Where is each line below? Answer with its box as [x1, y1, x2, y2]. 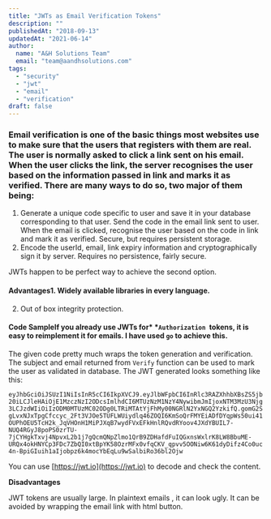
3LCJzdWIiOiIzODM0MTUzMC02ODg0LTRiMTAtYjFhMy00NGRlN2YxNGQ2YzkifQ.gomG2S [8, 405, 264, 413]
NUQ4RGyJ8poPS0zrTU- [8, 426, 79, 434]
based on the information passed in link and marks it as [8, 169, 231, 181]
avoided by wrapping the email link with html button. [8, 501, 183, 511]
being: [8, 190, 35, 201]
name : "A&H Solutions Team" [15, 49, 111, 58]
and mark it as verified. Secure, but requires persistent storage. [19, 234, 233, 244]
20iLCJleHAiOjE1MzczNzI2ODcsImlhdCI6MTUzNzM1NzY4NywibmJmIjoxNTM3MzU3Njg [8, 397, 264, 405]
